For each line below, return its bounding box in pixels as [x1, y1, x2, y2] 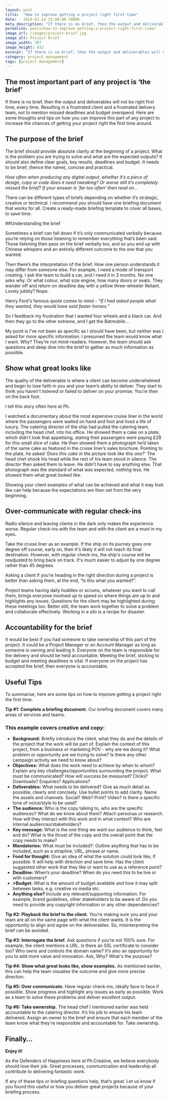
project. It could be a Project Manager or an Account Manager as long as [5, 642, 156, 648]
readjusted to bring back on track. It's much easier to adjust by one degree [5, 557, 160, 563]
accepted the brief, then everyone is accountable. [5, 663, 109, 669]
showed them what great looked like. [5, 472, 81, 478]
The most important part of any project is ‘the [5, 78, 151, 86]
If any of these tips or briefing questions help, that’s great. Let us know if [5, 1078, 156, 1084]
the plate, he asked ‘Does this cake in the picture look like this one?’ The [5, 450, 155, 457]
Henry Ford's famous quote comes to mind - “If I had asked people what [5, 298, 156, 304]
